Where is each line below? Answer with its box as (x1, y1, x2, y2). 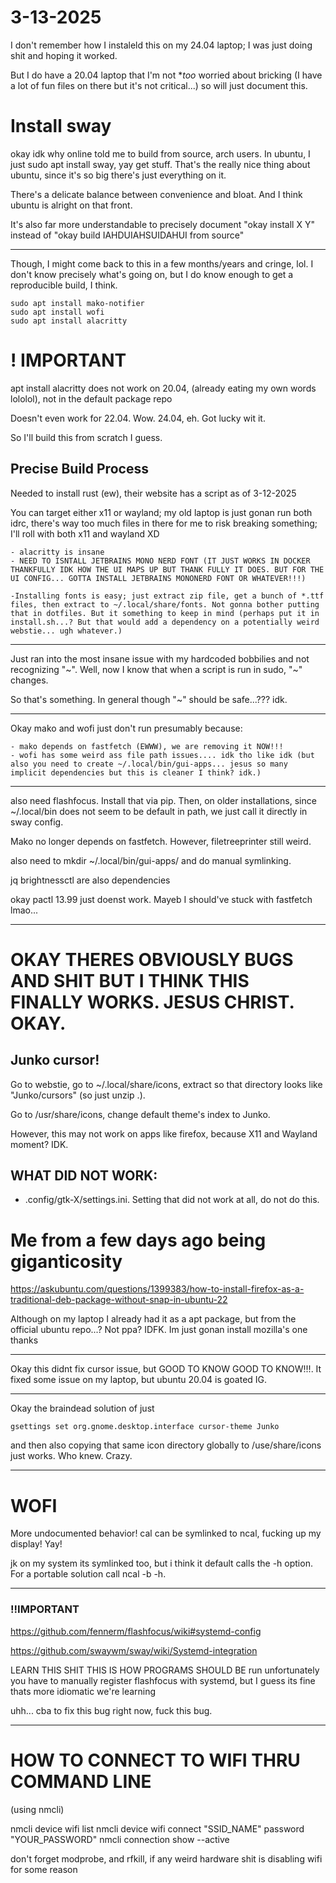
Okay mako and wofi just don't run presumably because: (10, 722, 243, 734)
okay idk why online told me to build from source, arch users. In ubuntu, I (10, 147, 311, 160)
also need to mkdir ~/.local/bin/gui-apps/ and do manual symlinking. (10, 854, 292, 866)
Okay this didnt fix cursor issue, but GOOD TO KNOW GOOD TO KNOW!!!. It (10, 1363, 322, 1375)
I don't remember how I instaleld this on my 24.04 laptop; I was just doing (10, 39, 313, 51)
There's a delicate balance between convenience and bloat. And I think (10, 188, 303, 200)
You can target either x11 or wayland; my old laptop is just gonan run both (10, 506, 313, 518)
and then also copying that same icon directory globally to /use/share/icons (10, 1439, 322, 1451)
